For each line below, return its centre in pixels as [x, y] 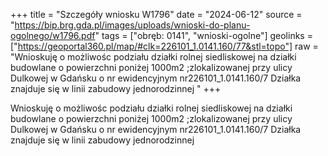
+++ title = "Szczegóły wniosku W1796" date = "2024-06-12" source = [156, 14]
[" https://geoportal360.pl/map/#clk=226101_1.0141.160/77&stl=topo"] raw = [164, 46]
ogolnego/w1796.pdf [53, 35]
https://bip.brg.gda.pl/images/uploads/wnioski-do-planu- [132, 25]
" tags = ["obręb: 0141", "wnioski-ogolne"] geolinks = [203, 35]
